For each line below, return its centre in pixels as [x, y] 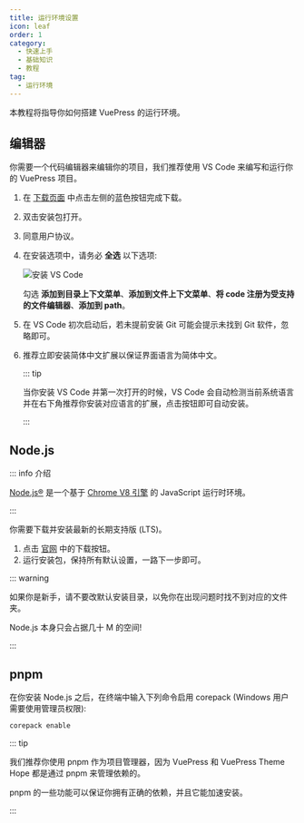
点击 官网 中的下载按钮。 [69, 549]
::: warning [29, 578]
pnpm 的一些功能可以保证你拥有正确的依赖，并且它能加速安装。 [128, 792]
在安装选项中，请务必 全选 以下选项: [89, 256]
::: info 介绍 [30, 474]
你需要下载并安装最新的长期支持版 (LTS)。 [88, 529]
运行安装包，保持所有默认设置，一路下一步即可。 [114, 560]
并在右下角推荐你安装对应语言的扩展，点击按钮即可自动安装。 [138, 404]
